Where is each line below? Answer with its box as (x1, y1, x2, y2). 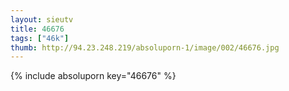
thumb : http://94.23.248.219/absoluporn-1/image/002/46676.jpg (10, 42, 280, 53)
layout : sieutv (10, 14, 74, 25)
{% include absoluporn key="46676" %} (10, 70, 177, 82)
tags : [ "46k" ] (10, 33, 70, 43)
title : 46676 (10, 24, 65, 34)
